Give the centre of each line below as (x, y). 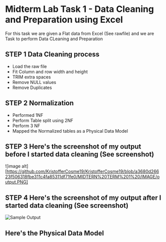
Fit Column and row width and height (50, 72)
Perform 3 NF (26, 126)
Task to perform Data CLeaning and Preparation (54, 39)
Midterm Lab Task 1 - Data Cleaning (80, 9)
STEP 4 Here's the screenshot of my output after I (83, 198)
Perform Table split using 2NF (43, 120)
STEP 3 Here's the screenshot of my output (73, 146)
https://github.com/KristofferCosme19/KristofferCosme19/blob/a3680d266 (83, 171)
